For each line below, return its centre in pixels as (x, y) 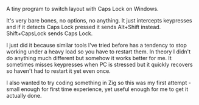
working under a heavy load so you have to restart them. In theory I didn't (99, 52)
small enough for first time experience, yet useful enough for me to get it (97, 89)
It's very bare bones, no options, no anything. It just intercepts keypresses (99, 20)
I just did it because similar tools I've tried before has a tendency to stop (96, 45)
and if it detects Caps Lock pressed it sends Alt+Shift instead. (84, 27)
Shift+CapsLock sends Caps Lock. (50, 33)
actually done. (24, 96)
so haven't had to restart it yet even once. (58, 71)
